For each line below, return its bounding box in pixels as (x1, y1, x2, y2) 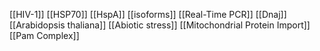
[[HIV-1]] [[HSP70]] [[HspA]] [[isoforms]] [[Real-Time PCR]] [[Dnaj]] (9, 9, 287, 20)
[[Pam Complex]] (9, 30, 80, 41)
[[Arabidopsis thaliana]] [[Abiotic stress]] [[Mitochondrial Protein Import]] (9, 19, 311, 31)
